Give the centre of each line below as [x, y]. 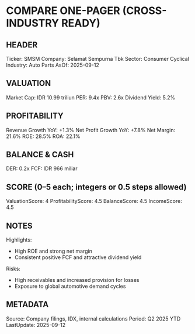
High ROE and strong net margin [53, 251]
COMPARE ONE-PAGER [63, 11]
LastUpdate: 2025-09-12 [36, 325]
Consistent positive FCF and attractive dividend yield [78, 257]
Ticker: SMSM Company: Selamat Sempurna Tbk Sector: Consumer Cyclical [98, 59]
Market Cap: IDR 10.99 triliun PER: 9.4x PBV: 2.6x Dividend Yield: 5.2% [91, 97]
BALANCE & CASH [40, 155]
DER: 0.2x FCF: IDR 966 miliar [42, 168]
